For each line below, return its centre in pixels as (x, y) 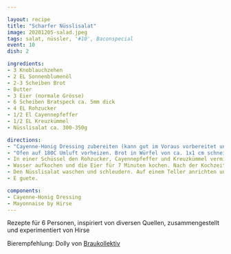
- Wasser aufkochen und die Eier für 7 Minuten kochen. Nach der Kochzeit (117, 165)
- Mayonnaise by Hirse (40, 203)
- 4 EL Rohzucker (32, 108)
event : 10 (21, 45)
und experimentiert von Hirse (48, 230)
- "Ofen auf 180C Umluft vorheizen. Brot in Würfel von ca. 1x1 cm (106, 153)
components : (24, 190)
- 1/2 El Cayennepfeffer (43, 115)
